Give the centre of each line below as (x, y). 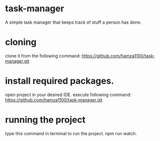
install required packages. (60, 81)
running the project (45, 120)
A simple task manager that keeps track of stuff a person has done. (73, 22)
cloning (21, 42)
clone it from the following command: (43, 56)
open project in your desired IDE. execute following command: (68, 95)
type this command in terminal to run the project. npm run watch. (71, 133)
